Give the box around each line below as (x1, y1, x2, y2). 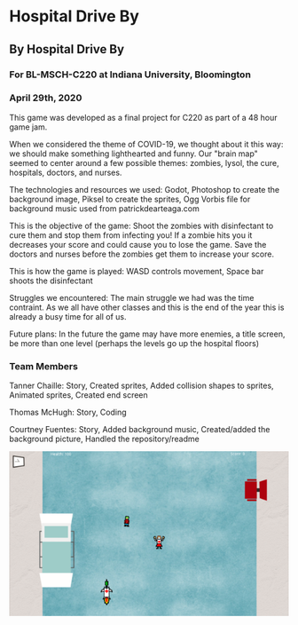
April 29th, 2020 (9, 91, 82, 104)
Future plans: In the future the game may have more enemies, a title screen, (9, 328, 286, 339)
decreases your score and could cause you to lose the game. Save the (9, 239, 267, 249)
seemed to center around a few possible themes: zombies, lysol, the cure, (9, 157, 279, 168)
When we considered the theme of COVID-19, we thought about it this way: (9, 138, 284, 149)
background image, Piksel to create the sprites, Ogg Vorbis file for (9, 194, 251, 204)
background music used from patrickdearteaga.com (9, 202, 200, 214)
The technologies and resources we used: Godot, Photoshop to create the (9, 184, 280, 194)
